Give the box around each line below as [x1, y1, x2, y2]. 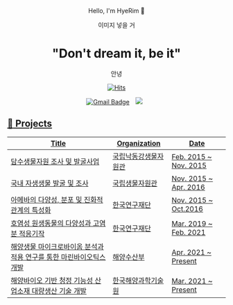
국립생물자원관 [112, 178, 158, 188]
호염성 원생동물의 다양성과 [10, 218, 92, 228]
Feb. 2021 [171, 227, 206, 237]
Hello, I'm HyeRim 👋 [88, 7, 145, 15]
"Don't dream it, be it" [51, 46, 182, 62]
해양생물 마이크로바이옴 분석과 [10, 242, 104, 252]
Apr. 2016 [171, 182, 206, 192]
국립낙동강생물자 [112, 151, 164, 161]
